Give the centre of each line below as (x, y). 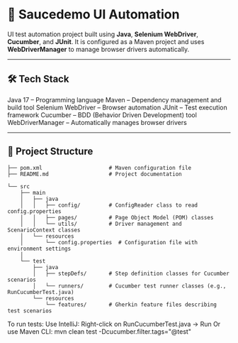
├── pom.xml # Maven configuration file (100, 168)
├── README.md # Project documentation (95, 174)
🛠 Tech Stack (38, 79)
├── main (33, 192)
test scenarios (30, 311)
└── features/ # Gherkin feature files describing (131, 305)
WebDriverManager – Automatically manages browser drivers (97, 122)
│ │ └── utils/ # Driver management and (101, 224)
